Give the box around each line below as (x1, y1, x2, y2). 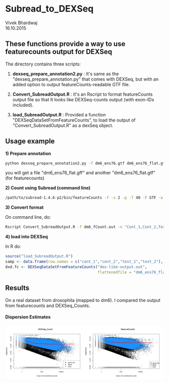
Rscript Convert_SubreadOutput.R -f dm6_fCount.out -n (5, 225, 123, 230)
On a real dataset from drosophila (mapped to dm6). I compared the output (5, 297, 160, 303)
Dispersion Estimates (5, 314, 51, 320)
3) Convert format (5, 205, 44, 211)
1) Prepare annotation (5, 150, 51, 156)
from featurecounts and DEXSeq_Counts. (5, 302, 91, 308)
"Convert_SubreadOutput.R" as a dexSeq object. (12, 122, 114, 129)
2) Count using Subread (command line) (5, 185, 91, 191)
